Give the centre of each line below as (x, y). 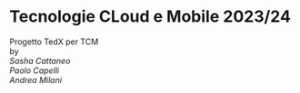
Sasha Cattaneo (40, 60)
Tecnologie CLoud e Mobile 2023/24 (150, 17)
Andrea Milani (35, 79)
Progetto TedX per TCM (54, 42)
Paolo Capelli (35, 70)
